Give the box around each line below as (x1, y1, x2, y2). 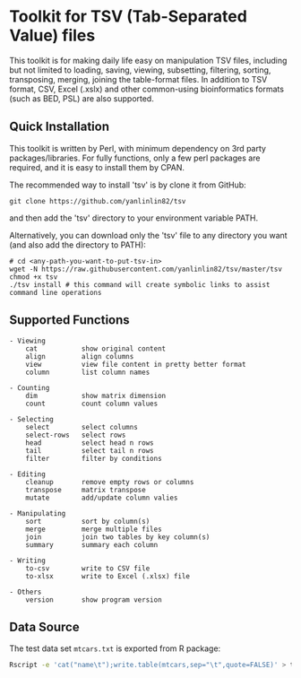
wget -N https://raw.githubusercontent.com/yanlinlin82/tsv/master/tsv (9, 265, 282, 274)
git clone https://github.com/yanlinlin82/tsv (9, 196, 186, 205)
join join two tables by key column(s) (25, 532, 211, 542)
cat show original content (25, 343, 167, 353)
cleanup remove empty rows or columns (25, 477, 194, 486)
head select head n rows (25, 438, 154, 448)
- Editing (9, 469, 47, 479)
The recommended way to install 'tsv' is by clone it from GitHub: (9, 179, 246, 190)
